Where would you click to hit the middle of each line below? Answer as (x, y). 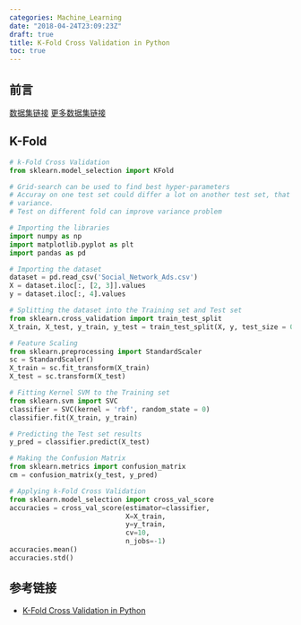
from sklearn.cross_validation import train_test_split (116, 318)
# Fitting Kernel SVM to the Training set (90, 393)
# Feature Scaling (43, 343)
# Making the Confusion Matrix (68, 458)
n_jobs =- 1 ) (146, 542)
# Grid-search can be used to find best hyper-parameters (120, 187)
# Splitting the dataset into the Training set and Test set (126, 310)
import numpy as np (46, 236)
